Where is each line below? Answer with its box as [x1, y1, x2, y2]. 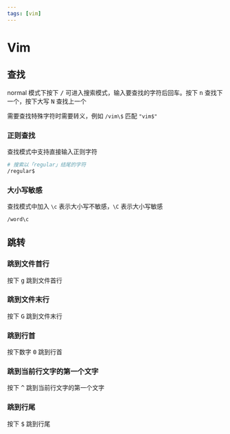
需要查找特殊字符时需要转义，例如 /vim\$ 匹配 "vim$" [7, 112, 158, 120]
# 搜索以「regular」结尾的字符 [7, 161, 87, 168]
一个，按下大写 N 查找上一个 [7, 97, 87, 105]
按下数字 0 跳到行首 [7, 348, 63, 356]
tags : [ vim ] [7, 10, 41, 17]
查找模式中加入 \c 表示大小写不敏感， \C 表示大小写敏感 [7, 202, 163, 210]
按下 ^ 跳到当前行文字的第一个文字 [7, 384, 105, 392]
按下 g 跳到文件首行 [7, 276, 63, 285]
